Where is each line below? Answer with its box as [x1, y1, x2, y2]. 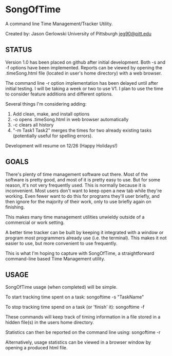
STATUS [5, 45, 32, 54]
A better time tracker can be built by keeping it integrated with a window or [5, 229, 164, 235]
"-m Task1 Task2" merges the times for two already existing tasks [12, 127, 152, 133]
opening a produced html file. [5, 345, 68, 351]
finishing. [5, 204, 25, 210]
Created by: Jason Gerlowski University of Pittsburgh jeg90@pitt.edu [5, 30, 151, 36]
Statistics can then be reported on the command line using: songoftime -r [5, 329, 161, 335]
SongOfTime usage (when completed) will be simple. [5, 284, 118, 290]
